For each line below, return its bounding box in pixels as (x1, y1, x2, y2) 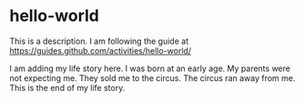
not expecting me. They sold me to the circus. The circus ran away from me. (9, 72, 296, 83)
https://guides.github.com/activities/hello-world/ (9, 45, 192, 56)
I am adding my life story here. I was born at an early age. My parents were (9, 63, 291, 74)
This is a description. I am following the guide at (9, 36, 189, 46)
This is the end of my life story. (9, 82, 126, 93)
